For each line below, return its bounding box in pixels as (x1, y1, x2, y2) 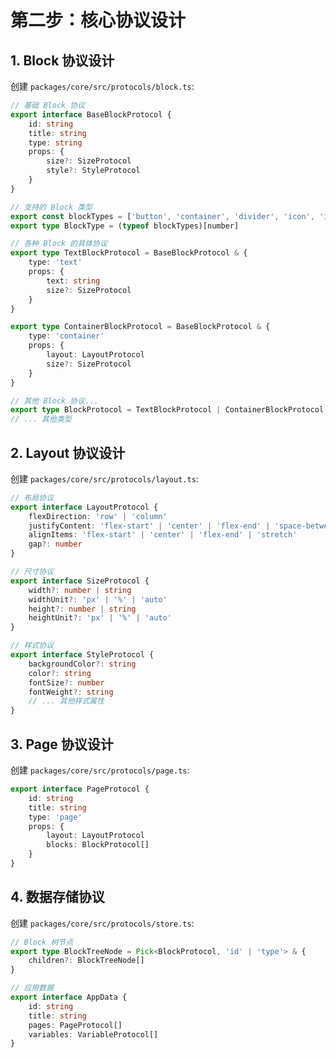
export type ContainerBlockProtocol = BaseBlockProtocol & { (10, 322, 271, 332)
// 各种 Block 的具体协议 (10, 239, 108, 249)
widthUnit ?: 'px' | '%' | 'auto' (28, 594, 168, 605)
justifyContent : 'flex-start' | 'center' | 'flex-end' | (28, 521, 271, 531)
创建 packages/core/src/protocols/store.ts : (10, 917, 195, 929)
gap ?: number (28, 539, 83, 550)
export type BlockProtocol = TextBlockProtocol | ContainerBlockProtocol (10, 405, 325, 415)
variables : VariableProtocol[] (28, 1029, 159, 1040)
